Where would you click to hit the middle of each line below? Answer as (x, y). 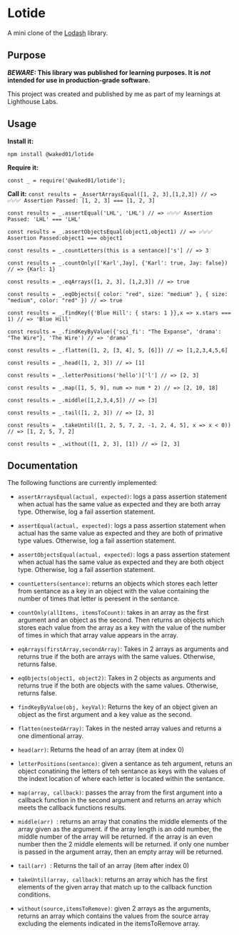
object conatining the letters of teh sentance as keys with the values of (122, 771)
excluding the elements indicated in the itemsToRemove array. (109, 924)
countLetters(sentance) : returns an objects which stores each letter (118, 583)
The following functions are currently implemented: (83, 483)
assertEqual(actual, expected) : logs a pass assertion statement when (122, 526)
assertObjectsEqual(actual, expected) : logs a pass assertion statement (124, 555)
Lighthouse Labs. (33, 101)
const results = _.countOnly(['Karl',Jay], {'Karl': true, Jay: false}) (118, 263)
